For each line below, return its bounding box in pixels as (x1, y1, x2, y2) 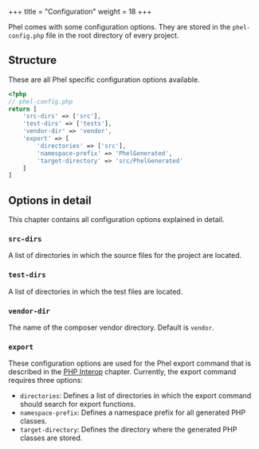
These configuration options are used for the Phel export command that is (8, 358, 252, 369)
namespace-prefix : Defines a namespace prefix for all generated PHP (19, 408, 245, 417)
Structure (8, 53, 57, 67)
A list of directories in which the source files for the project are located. (8, 251, 242, 260)
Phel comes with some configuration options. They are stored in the (8, 22, 231, 31)
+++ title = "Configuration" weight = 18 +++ (8, 7, 152, 16)
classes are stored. (19, 433, 83, 443)
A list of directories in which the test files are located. (8, 287, 183, 296)
